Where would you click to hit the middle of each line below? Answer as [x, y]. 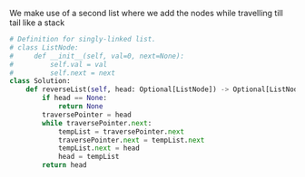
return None [80, 107]
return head [65, 165]
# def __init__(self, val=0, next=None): [97, 56]
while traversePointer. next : [97, 123]
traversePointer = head [87, 115]
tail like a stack [37, 23]
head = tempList [89, 157]
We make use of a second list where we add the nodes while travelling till [146, 13]
